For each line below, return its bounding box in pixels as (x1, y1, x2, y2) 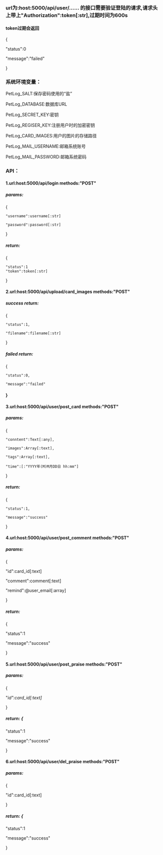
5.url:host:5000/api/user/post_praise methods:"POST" (5, 661, 122, 667)
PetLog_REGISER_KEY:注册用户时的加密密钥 (5, 122, 95, 128)
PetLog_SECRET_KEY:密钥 (5, 112, 59, 118)
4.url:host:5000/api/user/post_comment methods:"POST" (5, 535, 129, 541)
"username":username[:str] (5, 213, 61, 219)
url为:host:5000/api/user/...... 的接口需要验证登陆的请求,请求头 (5, 4, 158, 11)
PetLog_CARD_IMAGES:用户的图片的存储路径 (5, 133, 97, 139)
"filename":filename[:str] (5, 331, 61, 336)
